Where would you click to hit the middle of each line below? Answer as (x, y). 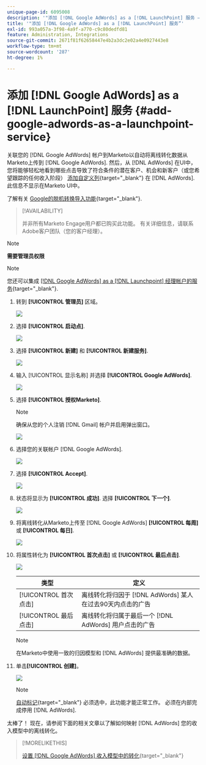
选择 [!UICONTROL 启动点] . (50, 326)
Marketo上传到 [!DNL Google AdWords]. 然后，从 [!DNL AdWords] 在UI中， (101, 162)
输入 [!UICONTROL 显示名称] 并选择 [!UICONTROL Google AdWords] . (104, 375)
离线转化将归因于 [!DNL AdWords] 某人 (138, 595)
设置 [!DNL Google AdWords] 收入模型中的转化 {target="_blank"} (103, 755)
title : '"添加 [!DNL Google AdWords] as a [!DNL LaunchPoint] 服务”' (95, 23)
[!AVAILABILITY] (42, 211)
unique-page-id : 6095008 (39, 12)
